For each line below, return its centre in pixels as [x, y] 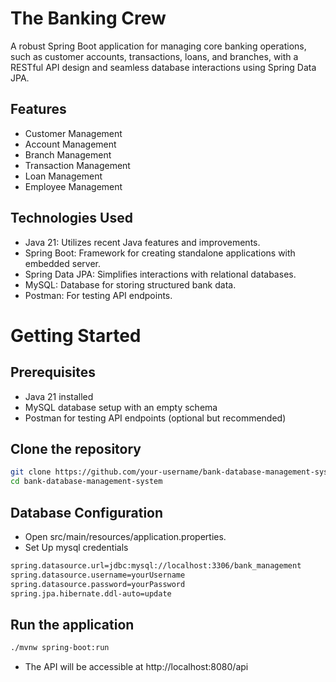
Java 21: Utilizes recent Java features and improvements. [142, 242]
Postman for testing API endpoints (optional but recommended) [155, 418]
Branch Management [68, 154]
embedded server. [62, 263]
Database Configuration [87, 512]
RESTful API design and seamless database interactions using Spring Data [163, 67]
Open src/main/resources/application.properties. [125, 536]
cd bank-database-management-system [86, 482]
